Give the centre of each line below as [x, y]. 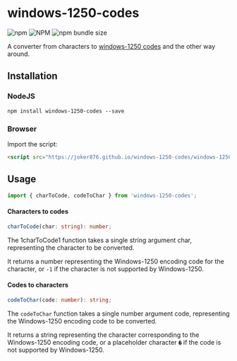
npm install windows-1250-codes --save [66, 111]
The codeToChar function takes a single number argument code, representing [119, 314]
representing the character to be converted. [71, 247]
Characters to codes [38, 212]
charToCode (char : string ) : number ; [60, 227]
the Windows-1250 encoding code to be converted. [82, 321]
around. [19, 54]
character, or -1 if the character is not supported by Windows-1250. [105, 269]
